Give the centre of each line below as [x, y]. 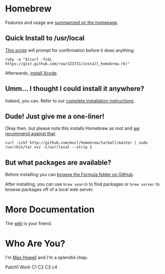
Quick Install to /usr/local [45, 38]
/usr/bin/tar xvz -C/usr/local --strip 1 [49, 147]
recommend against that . [31, 134]
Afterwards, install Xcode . [32, 73]
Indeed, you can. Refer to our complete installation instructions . [70, 101]
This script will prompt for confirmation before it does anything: [70, 50]
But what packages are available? [58, 162]
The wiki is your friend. [29, 224]
